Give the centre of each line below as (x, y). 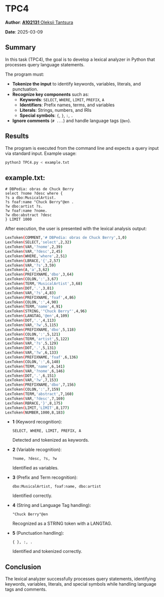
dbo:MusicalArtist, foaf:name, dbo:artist (57, 487)
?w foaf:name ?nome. (26, 211)
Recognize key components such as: (51, 94)
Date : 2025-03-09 (24, 32)
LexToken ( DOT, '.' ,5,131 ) (31, 348)
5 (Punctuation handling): (38, 533)
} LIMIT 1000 (19, 220)
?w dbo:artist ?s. (24, 207)
